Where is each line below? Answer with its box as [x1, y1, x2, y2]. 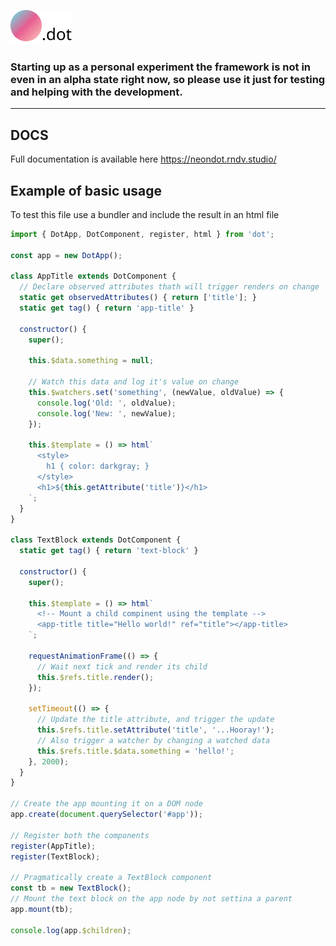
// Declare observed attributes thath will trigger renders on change [19, 282, 320, 292]
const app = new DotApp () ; [10, 250, 123, 260]
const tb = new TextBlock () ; [10, 883, 132, 894]
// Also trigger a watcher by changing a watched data [36, 735, 271, 745]
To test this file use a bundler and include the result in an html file [10, 208, 280, 220]
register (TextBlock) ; [10, 851, 101, 862]
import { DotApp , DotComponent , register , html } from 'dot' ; [10, 229, 275, 239]
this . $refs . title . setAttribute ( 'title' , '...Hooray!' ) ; [36, 725, 275, 735]
